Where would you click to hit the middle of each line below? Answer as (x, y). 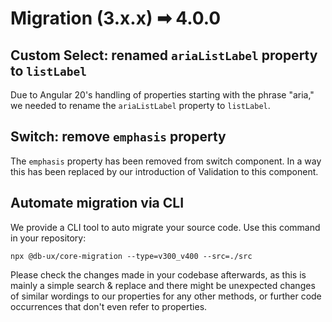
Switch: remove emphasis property (118, 137)
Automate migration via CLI (97, 203)
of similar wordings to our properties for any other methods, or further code (166, 296)
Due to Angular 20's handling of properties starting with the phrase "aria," (162, 95)
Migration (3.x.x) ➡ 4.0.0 (116, 18)
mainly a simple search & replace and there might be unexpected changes (163, 285)
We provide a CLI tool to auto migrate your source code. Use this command (165, 227)
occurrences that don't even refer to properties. (109, 306)
